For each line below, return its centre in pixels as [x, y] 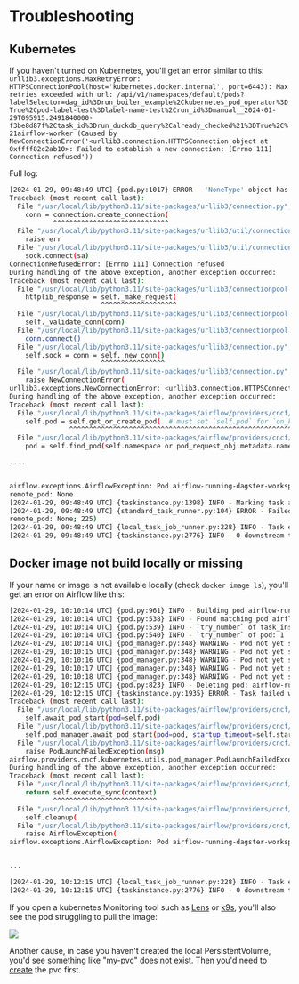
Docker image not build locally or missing [126, 564]
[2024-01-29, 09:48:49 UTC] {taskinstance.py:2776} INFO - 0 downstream [147, 536]
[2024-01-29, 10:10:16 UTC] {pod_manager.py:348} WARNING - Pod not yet [147, 660]
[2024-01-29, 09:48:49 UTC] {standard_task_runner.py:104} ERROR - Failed [151, 511]
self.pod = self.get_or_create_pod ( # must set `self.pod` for [147, 421]
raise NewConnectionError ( [75, 380]
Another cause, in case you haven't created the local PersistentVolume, [140, 950]
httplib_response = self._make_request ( [101, 297]
